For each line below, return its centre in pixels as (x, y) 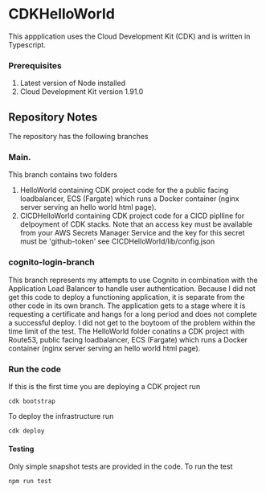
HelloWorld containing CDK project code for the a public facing (124, 191)
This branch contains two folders (63, 174)
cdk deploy (27, 431)
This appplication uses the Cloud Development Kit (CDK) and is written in (129, 36)
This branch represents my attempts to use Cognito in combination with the (133, 280)
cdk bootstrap (32, 401)
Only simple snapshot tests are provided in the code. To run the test (121, 466)
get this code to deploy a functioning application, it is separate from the (127, 297)
